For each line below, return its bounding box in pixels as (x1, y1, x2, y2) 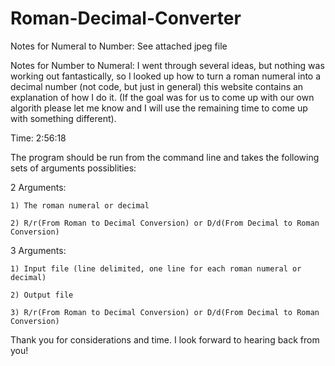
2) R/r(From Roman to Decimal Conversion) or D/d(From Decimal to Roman (10, 218, 320, 228)
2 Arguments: (10, 181, 67, 193)
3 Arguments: (10, 244, 67, 256)
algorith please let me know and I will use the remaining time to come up (10, 102, 308, 114)
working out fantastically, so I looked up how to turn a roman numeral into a (10, 70, 322, 82)
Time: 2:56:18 (10, 132, 67, 144)
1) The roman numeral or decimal (10, 200, 150, 211)
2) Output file (10, 290, 74, 300)
